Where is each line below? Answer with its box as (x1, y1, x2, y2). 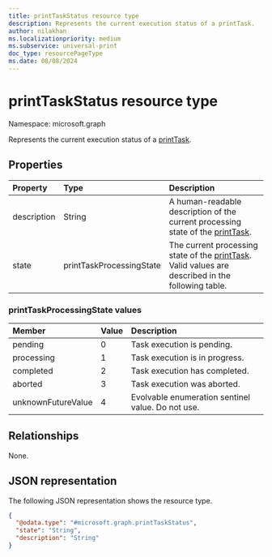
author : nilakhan (8, 27, 67, 35)
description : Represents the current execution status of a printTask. (8, 19, 255, 28)
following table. (168, 280, 227, 291)
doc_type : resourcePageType (8, 49, 104, 58)
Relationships (8, 429, 79, 443)
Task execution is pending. (130, 338, 233, 349)
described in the (168, 269, 231, 281)
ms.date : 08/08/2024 (8, 58, 79, 66)
